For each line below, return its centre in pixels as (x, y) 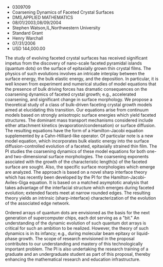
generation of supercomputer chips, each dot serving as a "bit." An (72, 218)
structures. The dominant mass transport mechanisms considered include (79, 120)
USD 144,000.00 (28, 49)
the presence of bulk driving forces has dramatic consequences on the (76, 89)
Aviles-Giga (17, 182)
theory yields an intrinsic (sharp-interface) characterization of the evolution (81, 198)
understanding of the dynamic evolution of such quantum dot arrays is (76, 223)
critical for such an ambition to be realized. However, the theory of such (77, 228)
